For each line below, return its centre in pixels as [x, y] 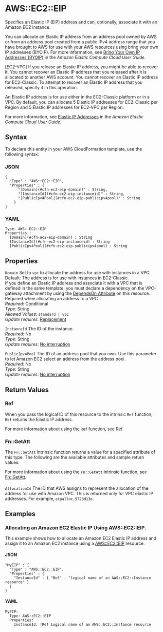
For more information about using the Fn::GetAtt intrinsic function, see [76, 472]
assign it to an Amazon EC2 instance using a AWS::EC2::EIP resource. [75, 543]
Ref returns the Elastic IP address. [39, 419]
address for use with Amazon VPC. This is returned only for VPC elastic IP [79, 493]
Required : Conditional [27, 304]
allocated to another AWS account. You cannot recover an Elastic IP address [81, 77]
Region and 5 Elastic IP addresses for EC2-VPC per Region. [64, 107]
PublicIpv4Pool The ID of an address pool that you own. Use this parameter [81, 354]
